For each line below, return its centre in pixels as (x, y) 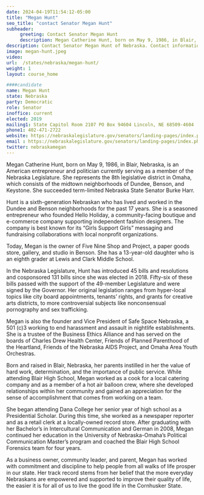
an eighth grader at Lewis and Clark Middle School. (70, 259)
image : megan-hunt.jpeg (36, 52)
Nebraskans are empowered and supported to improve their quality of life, (99, 479)
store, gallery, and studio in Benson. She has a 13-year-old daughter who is (100, 252)
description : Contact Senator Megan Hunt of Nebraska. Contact (88, 46)
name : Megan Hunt (28, 91)
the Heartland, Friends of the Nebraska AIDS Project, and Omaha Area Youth (102, 347)
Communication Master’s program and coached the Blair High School (93, 442)
